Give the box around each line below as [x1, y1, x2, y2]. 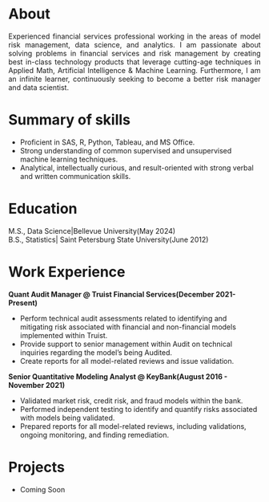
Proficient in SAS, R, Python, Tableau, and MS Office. [19, 137, 195, 147]
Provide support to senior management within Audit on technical [19, 339, 233, 349]
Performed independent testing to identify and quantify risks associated [19, 404, 258, 414]
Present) [8, 298, 38, 308]
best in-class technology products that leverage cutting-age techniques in [8, 57, 261, 67]
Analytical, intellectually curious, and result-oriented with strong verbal [19, 162, 254, 173]
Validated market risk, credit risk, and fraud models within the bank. [19, 395, 243, 406]
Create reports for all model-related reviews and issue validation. [19, 356, 235, 365]
